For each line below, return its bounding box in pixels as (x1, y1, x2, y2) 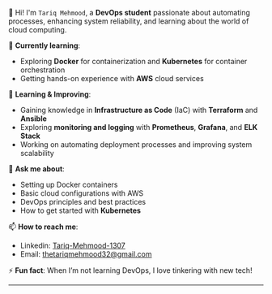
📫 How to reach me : (8, 222, 79, 231)
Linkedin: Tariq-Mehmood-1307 (19, 240, 125, 250)
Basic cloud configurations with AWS (19, 188, 144, 198)
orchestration (19, 65, 66, 75)
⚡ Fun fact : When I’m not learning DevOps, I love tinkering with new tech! (8, 266, 253, 275)
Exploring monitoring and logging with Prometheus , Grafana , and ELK (19, 123, 258, 132)
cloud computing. (8, 25, 67, 34)
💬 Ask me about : (8, 164, 65, 174)
